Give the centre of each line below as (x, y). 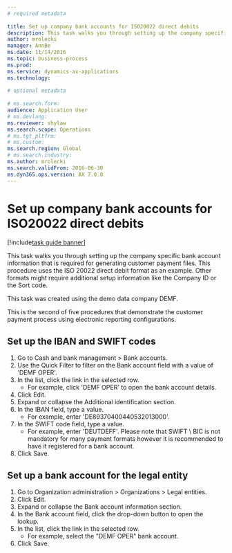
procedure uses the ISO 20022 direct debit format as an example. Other (109, 271)
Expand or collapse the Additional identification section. (96, 402)
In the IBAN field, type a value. (60, 410)
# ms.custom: (26, 143)
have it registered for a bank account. (81, 446)
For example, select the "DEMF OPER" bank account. (103, 536)
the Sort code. (28, 285)
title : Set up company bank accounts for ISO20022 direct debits (103, 26)
